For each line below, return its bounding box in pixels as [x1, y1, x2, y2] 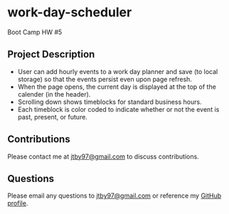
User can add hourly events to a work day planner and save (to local [17, 67, 218, 75]
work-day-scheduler [7, 4, 132, 21]
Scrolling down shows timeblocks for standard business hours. [17, 97, 202, 106]
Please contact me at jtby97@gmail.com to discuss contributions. [7, 152, 199, 161]
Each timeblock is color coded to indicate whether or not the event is [17, 105, 220, 114]
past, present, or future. [17, 112, 87, 121]
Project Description [7, 48, 95, 60]
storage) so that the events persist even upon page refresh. [17, 75, 192, 83]
